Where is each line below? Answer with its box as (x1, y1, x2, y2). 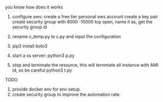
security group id (12, 24, 47, 30)
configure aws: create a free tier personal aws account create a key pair (12, 14, 159, 19)
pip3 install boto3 (12, 43, 48, 49)
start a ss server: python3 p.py (12, 52, 75, 58)
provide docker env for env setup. (12, 86, 81, 92)
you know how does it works (5, 4, 63, 10)
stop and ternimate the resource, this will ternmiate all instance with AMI (12, 62, 159, 68)
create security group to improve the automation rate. (12, 92, 121, 97)
